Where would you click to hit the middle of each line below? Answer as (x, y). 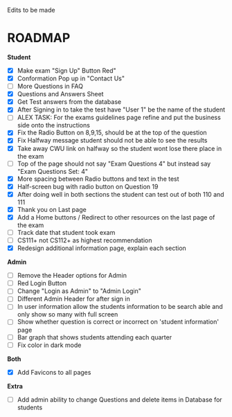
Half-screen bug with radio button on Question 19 (88, 186)
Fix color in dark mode (49, 345)
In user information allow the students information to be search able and (120, 307)
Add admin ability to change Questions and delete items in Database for (120, 399)
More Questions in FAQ (50, 87)
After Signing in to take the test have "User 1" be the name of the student (121, 109)
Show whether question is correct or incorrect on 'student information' (118, 322)
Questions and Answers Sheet (60, 94)
